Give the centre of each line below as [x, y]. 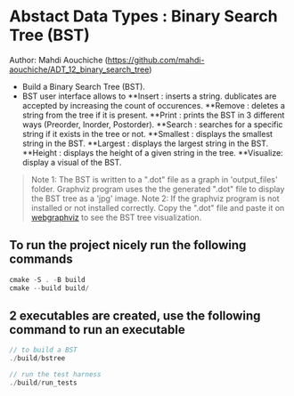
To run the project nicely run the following [128, 245]
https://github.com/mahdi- [156, 60]
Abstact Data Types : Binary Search [143, 16]
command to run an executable [97, 330]
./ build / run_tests [43, 383]
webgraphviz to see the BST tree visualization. [116, 217]
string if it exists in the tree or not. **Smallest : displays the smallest [147, 133]
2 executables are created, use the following [135, 315]
